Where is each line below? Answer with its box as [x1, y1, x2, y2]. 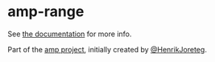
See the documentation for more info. [7, 29, 132, 39]
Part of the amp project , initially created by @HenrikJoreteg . [7, 44, 207, 54]
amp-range [7, 2, 85, 21]
